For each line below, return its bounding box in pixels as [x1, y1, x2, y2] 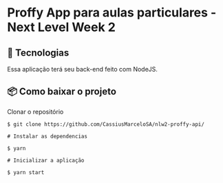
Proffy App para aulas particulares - [7, 5, 217, 21]
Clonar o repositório [7, 107, 64, 116]
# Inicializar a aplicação [7, 157, 85, 164]
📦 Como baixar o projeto [7, 86, 117, 98]
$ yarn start [7, 169, 45, 176]
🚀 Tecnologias [7, 47, 70, 58]
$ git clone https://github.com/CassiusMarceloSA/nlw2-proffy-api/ [7, 120, 205, 128]
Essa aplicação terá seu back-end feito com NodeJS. [7, 65, 158, 73]
